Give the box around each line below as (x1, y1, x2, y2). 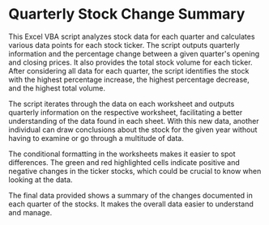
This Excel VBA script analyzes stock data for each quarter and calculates (8, 32, 255, 41)
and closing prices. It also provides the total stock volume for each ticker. (8, 57, 253, 67)
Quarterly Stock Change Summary (8, 5, 246, 23)
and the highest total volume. (8, 83, 105, 93)
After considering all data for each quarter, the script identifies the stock (8, 66, 250, 75)
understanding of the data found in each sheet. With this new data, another (8, 116, 259, 125)
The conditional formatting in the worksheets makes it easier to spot (8, 149, 236, 159)
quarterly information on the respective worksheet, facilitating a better (8, 107, 243, 117)
